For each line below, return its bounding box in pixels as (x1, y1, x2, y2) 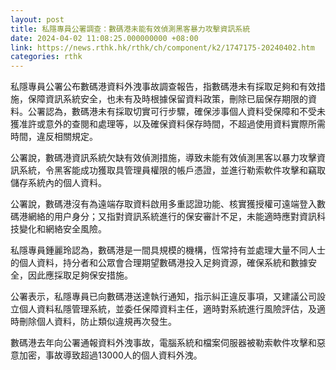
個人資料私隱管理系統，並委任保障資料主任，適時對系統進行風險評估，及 (18, 303, 317, 315)
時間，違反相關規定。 (10, 131, 98, 143)
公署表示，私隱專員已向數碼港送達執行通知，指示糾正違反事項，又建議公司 (10, 291, 317, 303)
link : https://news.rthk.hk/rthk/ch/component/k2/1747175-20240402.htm (10, 42, 315, 53)
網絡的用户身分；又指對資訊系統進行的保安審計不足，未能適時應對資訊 (27, 211, 317, 223)
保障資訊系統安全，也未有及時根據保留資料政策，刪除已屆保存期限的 (27, 93, 308, 105)
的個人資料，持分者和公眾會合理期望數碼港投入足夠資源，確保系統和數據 (10, 257, 308, 269)
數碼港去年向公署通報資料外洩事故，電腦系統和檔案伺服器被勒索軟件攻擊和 (10, 337, 317, 349)
